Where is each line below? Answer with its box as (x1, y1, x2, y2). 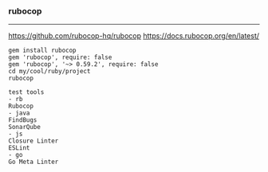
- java (8, 109, 30, 117)
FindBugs (8, 116, 37, 124)
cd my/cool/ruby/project (8, 68, 91, 76)
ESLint (8, 144, 30, 152)
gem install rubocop (8, 46, 77, 55)
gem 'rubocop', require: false (8, 53, 112, 61)
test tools (8, 88, 45, 96)
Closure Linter (8, 137, 59, 145)
